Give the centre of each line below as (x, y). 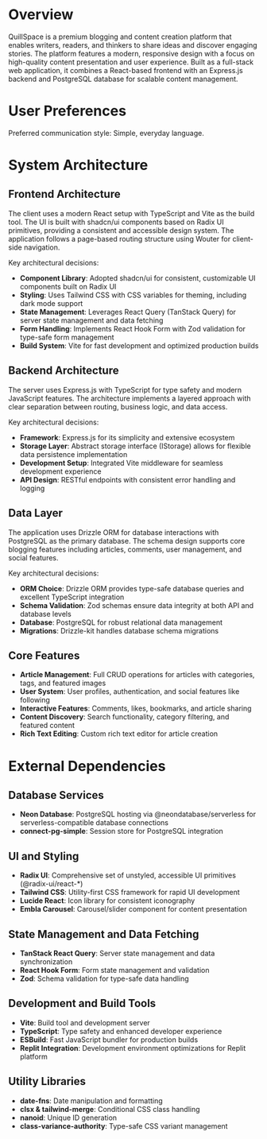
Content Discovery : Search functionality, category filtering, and (124, 717)
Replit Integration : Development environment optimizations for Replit (133, 1048)
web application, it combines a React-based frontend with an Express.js (126, 70)
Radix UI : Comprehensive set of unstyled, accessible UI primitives (128, 875)
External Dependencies (87, 766)
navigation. (42, 247)
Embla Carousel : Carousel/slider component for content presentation (133, 909)
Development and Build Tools (82, 1003)
